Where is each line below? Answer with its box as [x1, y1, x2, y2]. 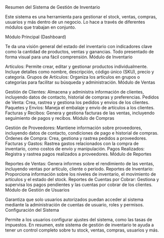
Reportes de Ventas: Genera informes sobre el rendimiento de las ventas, [5, 161, 154, 166]
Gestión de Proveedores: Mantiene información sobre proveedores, [5, 125, 142, 131]
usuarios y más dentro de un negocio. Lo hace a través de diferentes [5, 19, 145, 25]
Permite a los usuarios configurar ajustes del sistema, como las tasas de [5, 217, 152, 222]
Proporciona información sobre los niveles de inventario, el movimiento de [5, 171, 157, 177]
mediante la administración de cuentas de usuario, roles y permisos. [5, 202, 144, 207]
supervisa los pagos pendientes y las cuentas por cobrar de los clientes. [5, 182, 153, 188]
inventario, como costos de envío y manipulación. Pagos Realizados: [5, 146, 145, 151]
